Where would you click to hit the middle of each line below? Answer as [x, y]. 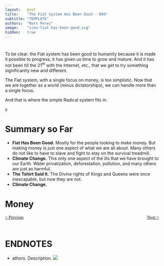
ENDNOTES [29, 244]
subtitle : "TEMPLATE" [27, 19]
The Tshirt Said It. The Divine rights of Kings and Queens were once [81, 174]
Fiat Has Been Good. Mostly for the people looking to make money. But [84, 143]
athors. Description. [32, 258]
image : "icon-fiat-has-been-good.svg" [48, 28]
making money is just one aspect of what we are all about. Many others [84, 148]
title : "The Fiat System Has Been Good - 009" [57, 14]
